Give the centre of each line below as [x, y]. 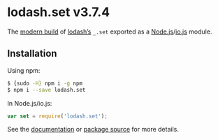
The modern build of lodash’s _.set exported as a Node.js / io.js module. [110, 31]
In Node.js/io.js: [30, 103]
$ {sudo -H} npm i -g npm [45, 83]
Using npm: [24, 70]
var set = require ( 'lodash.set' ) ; [58, 116]
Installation [32, 54]
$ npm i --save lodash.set [46, 90]
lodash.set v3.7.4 [59, 12]
